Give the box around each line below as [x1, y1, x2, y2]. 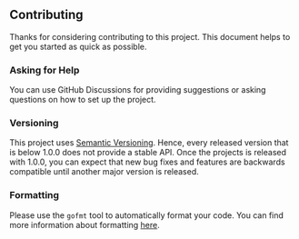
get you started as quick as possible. [9, 41, 147, 52]
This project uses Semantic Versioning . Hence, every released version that [9, 137, 289, 148]
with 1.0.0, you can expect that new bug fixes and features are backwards [9, 156, 285, 167]
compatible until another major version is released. [9, 166, 200, 177]
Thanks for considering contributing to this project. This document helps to [9, 31, 291, 42]
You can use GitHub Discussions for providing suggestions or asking [9, 85, 266, 95]
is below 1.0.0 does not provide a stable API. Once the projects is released [9, 147, 287, 158]
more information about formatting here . [9, 219, 161, 230]
